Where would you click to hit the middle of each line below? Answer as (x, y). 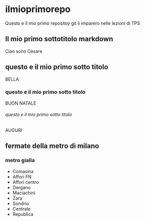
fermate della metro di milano (52, 146)
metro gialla (20, 161)
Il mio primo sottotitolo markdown (59, 39)
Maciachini (24, 193)
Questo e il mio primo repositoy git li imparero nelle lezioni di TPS (73, 23)
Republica (23, 214)
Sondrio (21, 203)
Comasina (23, 171)
